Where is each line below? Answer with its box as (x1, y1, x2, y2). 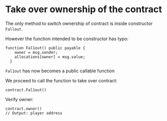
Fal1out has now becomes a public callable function (5, 68, 115, 74)
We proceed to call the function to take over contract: (5, 77, 118, 83)
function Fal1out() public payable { (5, 45, 86, 50)
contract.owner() (5, 106, 42, 111)
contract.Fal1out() (5, 87, 47, 93)
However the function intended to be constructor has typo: (5, 36, 129, 42)
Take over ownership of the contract (5, 4, 162, 15)
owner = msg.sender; (14, 50, 58, 55)
